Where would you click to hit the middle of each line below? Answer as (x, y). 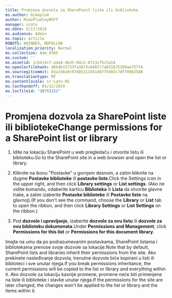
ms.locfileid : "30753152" (33, 91)
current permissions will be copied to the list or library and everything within (86, 269)
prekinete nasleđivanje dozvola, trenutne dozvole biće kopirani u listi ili (80, 258)
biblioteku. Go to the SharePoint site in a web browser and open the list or (90, 158)
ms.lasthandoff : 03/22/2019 (35, 86)
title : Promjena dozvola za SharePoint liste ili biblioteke (72, 10)
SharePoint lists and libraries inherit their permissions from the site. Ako (81, 253)
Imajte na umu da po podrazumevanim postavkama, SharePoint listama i (81, 242)
